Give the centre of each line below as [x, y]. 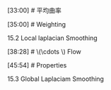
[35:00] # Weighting [36, 24]
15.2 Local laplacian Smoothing [52, 38]
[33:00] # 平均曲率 [34, 10]
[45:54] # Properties [37, 65]
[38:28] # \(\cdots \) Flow [44, 52]
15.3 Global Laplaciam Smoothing [56, 79]
